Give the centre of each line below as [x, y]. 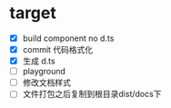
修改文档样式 [46, 83]
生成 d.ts [39, 61]
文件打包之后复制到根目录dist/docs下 [92, 94]
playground [44, 72]
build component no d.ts [68, 38]
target [33, 13]
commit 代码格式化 [58, 49]
